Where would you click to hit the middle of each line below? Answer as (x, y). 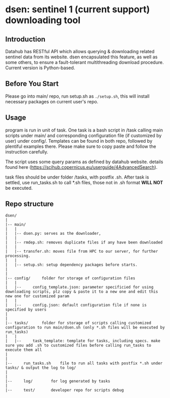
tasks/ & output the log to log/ (41, 368)
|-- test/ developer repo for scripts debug (65, 390)
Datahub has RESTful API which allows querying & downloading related (80, 51)
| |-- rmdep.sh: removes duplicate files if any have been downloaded (84, 242)
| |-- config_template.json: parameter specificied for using (79, 288)
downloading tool (43, 20)
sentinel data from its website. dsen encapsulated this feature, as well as (81, 57)
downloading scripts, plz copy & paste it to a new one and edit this (82, 292)
